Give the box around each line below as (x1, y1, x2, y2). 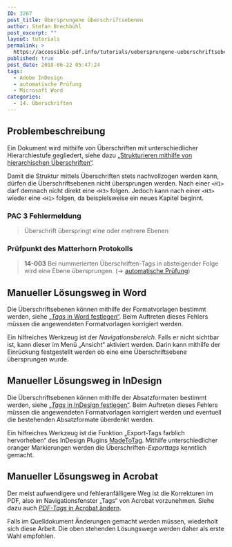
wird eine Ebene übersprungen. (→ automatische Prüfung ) (23, 267, 191, 275)
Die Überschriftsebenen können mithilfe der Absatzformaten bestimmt (7, 393, 207, 401)
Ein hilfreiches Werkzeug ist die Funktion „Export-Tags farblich (7, 428, 185, 437)
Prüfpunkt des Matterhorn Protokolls (7, 243, 133, 253)
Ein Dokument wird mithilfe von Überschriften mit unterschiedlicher (7, 143, 198, 152)
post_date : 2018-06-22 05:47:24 (7, 61, 100, 68)
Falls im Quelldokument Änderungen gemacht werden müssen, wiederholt (7, 517, 218, 525)
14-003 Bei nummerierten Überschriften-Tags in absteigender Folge (23, 259, 219, 268)
